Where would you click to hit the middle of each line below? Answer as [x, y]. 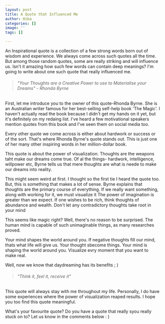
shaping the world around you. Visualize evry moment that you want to [77, 250]
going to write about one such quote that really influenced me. [68, 72]
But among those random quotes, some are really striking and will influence [82, 61]
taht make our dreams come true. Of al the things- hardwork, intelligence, [80, 159]
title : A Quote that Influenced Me [42, 14]
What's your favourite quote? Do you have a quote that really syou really [78, 311]
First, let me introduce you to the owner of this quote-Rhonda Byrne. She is [81, 103]
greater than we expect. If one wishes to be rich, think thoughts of [72, 200]
